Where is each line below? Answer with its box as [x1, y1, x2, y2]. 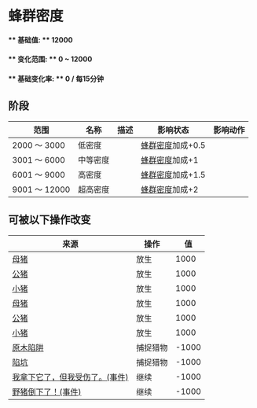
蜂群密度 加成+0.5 [141, 139, 206, 150]
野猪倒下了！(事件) [12, 386, 82, 397]
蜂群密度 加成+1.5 [141, 169, 206, 180]
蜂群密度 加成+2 [141, 184, 199, 195]
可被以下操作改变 [8, 213, 91, 226]
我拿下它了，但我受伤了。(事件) [12, 371, 129, 382]
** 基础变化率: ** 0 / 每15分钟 [8, 74, 105, 83]
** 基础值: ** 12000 [8, 35, 73, 44]
